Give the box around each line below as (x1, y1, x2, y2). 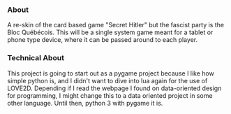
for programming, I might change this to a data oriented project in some (7, 91, 213, 99)
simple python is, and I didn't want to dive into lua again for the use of (7, 76, 208, 85)
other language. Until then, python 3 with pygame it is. (7, 99, 163, 107)
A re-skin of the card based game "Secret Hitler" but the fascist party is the (7, 21, 225, 29)
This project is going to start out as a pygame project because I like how (7, 69, 214, 78)
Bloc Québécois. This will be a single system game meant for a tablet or (7, 28, 214, 36)
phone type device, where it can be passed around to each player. (7, 36, 198, 44)
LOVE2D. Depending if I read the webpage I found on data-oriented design (7, 84, 222, 92)
